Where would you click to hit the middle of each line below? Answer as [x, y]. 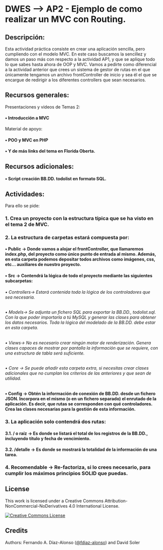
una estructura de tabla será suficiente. [45, 353]
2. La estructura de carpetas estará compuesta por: [67, 237]
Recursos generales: [37, 95]
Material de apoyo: [24, 129]
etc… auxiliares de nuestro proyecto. [43, 265]
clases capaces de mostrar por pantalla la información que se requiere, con [81, 348]
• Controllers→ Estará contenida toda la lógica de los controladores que [78, 292]
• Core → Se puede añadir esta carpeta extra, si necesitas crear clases [77, 368]
